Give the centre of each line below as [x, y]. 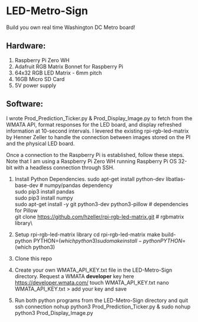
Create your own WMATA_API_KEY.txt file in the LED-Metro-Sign [93, 270]
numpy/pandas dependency [78, 185]
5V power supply [35, 85]
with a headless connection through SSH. [64, 168]
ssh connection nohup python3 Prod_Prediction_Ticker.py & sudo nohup [103, 307]
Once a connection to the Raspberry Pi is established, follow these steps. [95, 154]
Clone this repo [33, 258]
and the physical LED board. [40, 143]
